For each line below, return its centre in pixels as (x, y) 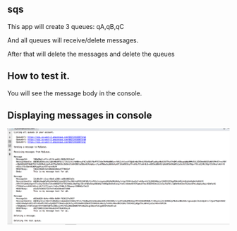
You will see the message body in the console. (75, 93)
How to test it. (39, 76)
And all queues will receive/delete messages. (73, 40)
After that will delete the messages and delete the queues (91, 54)
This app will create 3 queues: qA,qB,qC (66, 26)
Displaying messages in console (80, 115)
